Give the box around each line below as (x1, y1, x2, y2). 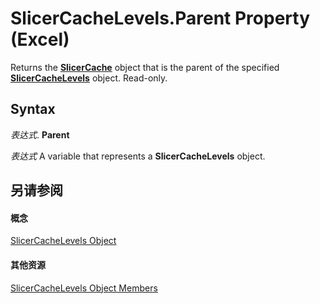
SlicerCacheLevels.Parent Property (10, 7, 311, 30)
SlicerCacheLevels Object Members (10, 282, 158, 294)
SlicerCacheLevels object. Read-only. (10, 72, 168, 84)
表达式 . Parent (10, 128, 70, 141)
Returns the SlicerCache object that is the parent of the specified (10, 61, 280, 73)
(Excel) (10, 28, 70, 51)
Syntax (10, 101, 56, 118)
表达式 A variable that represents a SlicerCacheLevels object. (10, 150, 266, 162)
